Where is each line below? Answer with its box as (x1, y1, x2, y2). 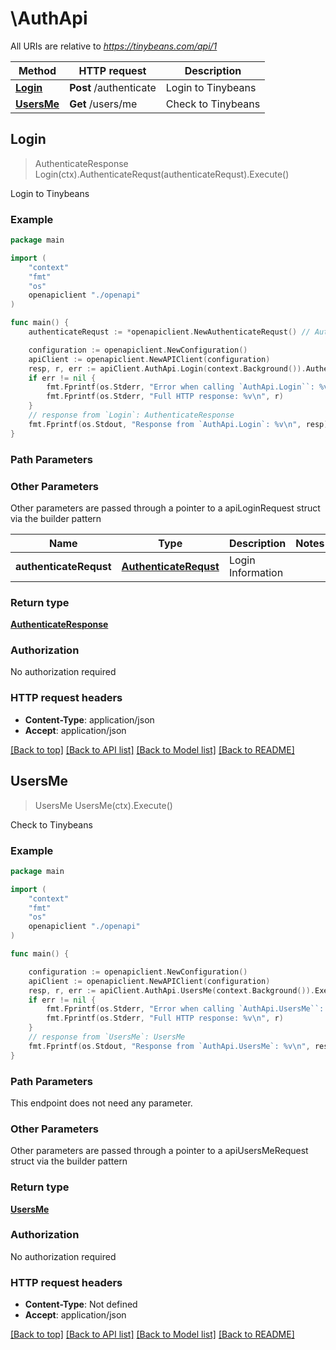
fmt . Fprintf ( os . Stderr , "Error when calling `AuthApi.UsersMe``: (46, 1004, 325, 1014)
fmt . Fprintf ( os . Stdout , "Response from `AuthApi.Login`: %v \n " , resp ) (28, 419, 329, 429)
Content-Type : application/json (24, 713, 155, 726)
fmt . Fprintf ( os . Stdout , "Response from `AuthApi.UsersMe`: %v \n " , (28, 1041, 311, 1051)
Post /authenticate (69, 80, 157, 94)
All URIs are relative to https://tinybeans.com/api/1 (10, 40, 218, 52)
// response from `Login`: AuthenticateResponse (28, 410, 235, 421)
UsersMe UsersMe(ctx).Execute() (34, 799, 173, 811)
